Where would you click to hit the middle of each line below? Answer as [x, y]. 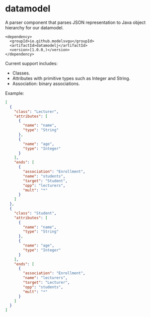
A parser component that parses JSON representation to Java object [75, 22]
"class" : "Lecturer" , [36, 112]
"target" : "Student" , [45, 181]
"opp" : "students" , [43, 287]
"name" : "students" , [44, 176]
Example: [15, 93]
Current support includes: [32, 63]
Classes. [21, 73]
